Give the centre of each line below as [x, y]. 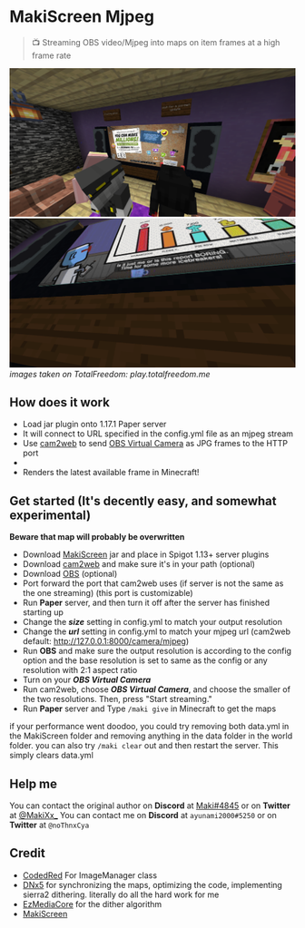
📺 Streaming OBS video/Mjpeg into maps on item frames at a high [156, 42]
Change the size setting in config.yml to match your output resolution [152, 622]
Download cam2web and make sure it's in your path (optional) [139, 564]
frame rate [51, 55]
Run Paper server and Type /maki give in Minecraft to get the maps [149, 708]
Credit [27, 853]
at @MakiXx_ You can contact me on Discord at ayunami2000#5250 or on [143, 816]
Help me [33, 783]
